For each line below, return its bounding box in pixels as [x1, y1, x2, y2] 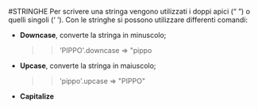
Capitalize [19, 92, 54, 101]
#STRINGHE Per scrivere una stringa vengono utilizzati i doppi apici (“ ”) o [8, 7, 251, 16]
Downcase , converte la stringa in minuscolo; [19, 31, 167, 39]
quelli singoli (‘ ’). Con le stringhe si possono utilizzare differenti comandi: [8, 15, 248, 24]
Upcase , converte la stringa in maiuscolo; [19, 61, 156, 70]
